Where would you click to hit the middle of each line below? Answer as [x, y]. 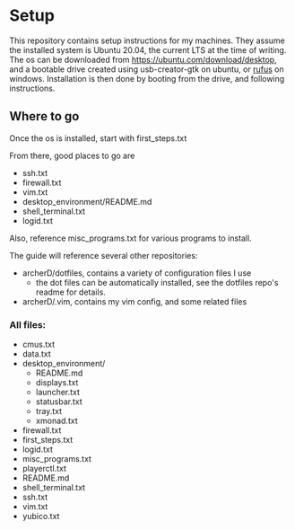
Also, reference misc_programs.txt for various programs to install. [131, 238]
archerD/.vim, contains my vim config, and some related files [134, 301]
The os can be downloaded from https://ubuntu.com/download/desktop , [143, 59]
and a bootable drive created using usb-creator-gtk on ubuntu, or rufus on [147, 69]
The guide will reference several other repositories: [104, 255]
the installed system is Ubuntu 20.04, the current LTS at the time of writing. [148, 49]
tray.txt [49, 411]
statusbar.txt [59, 402]
